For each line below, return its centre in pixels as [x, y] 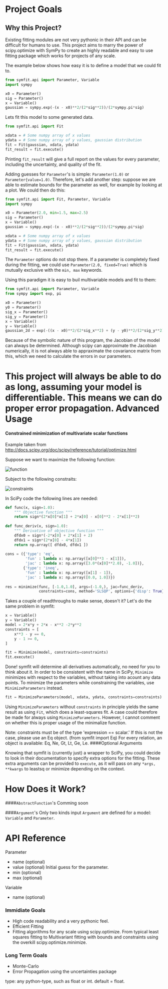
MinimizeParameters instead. [34, 688]
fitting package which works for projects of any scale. [61, 56]
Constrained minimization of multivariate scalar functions [66, 433]
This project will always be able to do [83, 376]
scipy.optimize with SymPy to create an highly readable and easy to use [79, 50]
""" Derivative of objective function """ [59, 531]
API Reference [35, 838]
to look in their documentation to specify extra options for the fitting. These [82, 758]
